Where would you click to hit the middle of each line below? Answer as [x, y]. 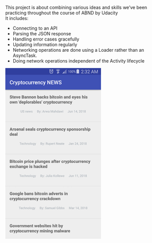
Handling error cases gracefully [46, 39]
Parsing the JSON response [42, 34]
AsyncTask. [25, 55]
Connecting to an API [35, 28]
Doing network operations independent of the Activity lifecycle [79, 61]
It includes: [17, 18]
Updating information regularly [45, 45]
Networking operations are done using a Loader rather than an [78, 50]
